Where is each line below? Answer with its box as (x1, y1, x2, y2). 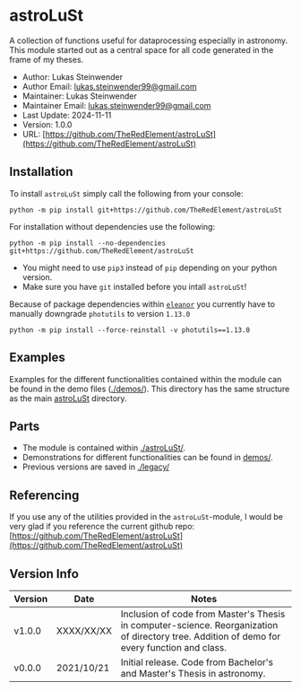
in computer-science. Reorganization (120, 619, 279, 631)
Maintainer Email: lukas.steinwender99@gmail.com (21, 100, 211, 110)
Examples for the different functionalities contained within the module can (9, 373, 282, 384)
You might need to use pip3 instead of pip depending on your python (21, 262, 278, 273)
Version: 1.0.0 (21, 118, 73, 130)
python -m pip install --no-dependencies (9, 239, 167, 248)
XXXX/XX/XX (56, 625, 112, 637)
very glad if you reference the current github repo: (9, 521, 195, 532)
